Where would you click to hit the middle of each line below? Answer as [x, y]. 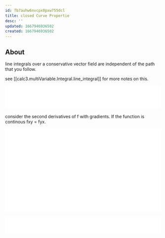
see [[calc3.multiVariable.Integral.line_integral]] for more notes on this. [77, 79]
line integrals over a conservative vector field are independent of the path [80, 64]
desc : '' [14, 21]
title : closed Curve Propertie [37, 16]
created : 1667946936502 [30, 31]
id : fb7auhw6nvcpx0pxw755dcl [35, 10]
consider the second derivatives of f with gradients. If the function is [75, 117]
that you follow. [21, 69]
